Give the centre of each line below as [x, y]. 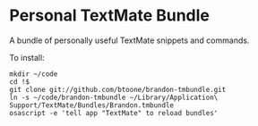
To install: [27, 57]
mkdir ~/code [34, 74]
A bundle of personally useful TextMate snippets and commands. [129, 40]
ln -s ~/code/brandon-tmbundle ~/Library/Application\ [114, 97]
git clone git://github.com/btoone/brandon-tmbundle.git [118, 89]
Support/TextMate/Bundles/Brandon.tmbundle [92, 105]
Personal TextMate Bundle [110, 16]
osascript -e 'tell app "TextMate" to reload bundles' [114, 113]
